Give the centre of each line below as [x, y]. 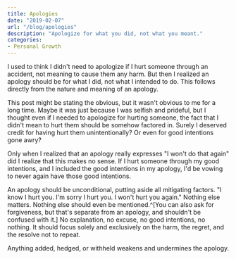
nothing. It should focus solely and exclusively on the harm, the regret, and [116, 227]
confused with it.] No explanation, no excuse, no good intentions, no [106, 220]
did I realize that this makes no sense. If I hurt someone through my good [113, 161]
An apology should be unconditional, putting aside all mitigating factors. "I [114, 190]
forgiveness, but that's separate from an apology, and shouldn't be [104, 212]
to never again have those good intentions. [69, 176]
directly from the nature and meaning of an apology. [83, 89]
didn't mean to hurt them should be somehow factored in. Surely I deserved [117, 125]
